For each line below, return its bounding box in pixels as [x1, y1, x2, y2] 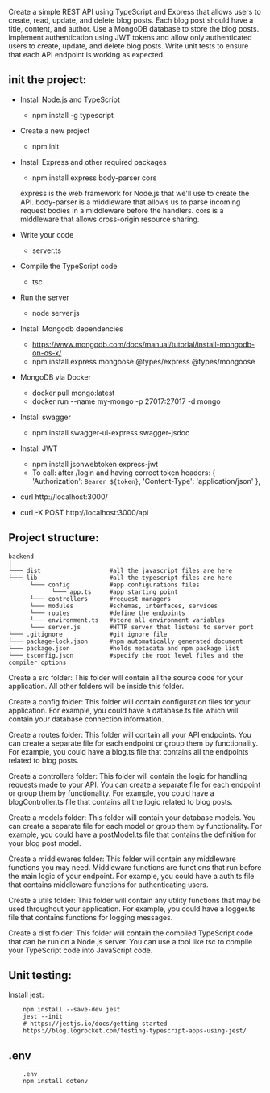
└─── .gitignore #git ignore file [8, 630, 168, 638]
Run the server [19, 292, 70, 302]
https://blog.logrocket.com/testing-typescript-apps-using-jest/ [23, 1027, 247, 1035]
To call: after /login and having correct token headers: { [31, 468, 216, 477]
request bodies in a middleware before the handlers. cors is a [19, 205, 224, 215]
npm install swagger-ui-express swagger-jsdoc [31, 427, 190, 437]
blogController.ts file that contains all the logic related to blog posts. [8, 797, 234, 806]
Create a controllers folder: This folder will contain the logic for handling [8, 771, 247, 780]
